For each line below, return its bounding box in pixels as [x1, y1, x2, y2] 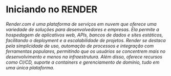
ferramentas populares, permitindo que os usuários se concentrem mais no [6, 48, 166, 54]
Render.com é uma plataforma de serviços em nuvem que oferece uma [6, 21, 157, 27]
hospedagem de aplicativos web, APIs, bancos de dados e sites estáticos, [6, 32, 163, 38]
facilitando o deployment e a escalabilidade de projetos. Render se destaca [6, 37, 166, 43]
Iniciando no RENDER [6, 4, 98, 15]
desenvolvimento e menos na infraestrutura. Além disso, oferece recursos [6, 53, 163, 60]
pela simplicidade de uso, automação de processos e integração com [6, 43, 154, 49]
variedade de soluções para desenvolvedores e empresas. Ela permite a [6, 26, 159, 32]
